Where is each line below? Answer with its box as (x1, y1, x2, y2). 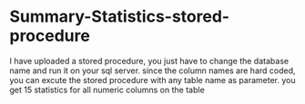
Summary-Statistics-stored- (9, 6, 230, 27)
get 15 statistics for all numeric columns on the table (9, 84, 205, 95)
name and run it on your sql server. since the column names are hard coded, (9, 65, 296, 76)
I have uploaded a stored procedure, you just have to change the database (9, 55, 290, 66)
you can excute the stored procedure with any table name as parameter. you (9, 74, 296, 85)
